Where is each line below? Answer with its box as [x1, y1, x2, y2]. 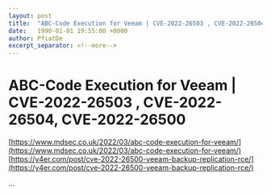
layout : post [8, 11, 52, 20]
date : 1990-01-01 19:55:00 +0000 [8, 27, 128, 35]
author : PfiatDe [8, 34, 63, 43]
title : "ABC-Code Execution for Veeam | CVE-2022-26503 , [8, 19, 211, 27]
